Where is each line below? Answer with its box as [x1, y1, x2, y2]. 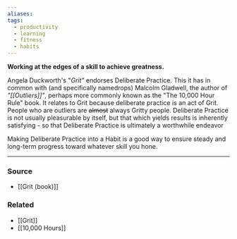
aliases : [7, 10, 33, 18]
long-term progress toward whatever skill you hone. [7, 142, 158, 150]
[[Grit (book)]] [17, 183, 59, 191]
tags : [7, 17, 23, 24]
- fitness [13, 37, 42, 44]
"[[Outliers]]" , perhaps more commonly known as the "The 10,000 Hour [7, 91, 215, 99]
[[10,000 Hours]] [17, 223, 66, 232]
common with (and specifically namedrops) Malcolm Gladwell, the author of [7, 84, 228, 92]
